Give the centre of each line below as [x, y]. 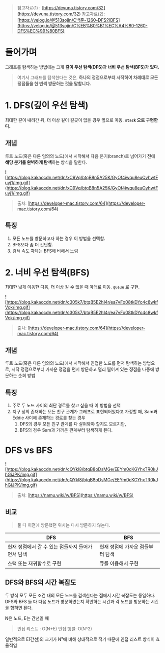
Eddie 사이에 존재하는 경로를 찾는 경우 [49, 418]
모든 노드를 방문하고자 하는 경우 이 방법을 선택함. [59, 238]
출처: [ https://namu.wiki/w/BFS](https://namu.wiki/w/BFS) [75, 495]
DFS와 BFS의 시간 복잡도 [41, 583]
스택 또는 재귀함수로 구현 [34, 563]
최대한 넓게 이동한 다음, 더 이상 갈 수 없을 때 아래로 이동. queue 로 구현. [72, 287]
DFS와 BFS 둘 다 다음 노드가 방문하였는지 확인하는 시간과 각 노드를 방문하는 [77, 601]
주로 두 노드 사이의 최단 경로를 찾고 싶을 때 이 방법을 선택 [67, 405]
